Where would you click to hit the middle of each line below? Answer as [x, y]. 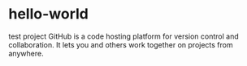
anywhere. [26, 53]
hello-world [49, 14]
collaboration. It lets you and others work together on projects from [121, 44]
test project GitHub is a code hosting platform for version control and [124, 36]
